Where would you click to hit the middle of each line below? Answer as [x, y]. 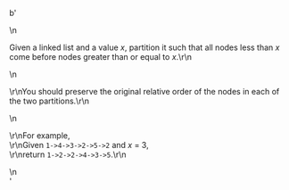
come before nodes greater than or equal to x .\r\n [100, 57]
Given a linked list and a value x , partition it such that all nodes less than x [144, 47]
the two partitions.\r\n [50, 101]
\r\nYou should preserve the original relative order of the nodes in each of [144, 91]
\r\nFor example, [40, 136]
